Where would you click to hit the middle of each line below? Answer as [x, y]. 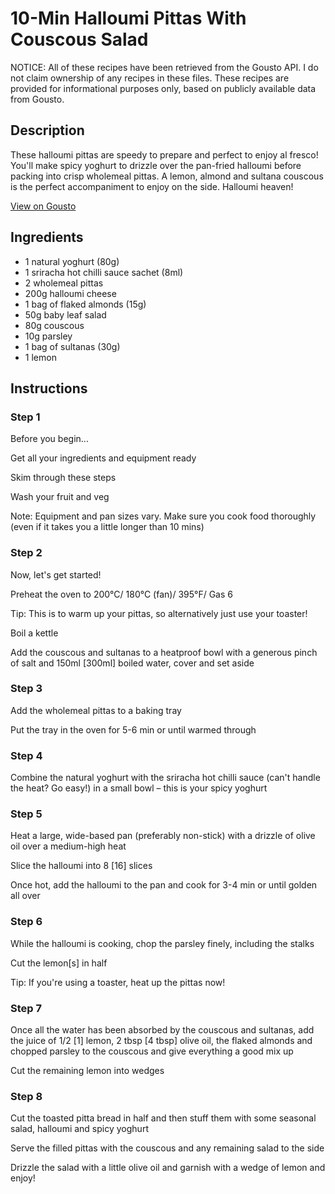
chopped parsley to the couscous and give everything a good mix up [152, 1051]
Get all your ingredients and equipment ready [103, 458]
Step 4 [26, 755]
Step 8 [26, 1096]
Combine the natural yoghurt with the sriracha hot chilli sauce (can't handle [165, 778]
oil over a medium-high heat [68, 846]
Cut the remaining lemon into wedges [87, 1071]
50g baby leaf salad [65, 314]
